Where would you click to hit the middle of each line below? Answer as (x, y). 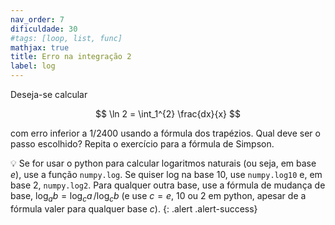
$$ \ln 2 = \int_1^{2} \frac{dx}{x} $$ (168, 114)
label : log (33, 66)
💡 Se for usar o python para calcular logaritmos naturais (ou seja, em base (163, 163)
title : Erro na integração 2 (71, 57)
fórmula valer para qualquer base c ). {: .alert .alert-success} (134, 208)
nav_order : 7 (37, 19)
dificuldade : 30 (44, 29)
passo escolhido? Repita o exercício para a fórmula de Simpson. (142, 144)
